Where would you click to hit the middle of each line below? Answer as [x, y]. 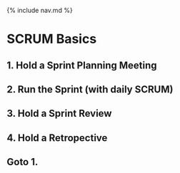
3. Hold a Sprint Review [59, 114]
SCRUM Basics [52, 39]
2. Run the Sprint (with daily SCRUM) [90, 89]
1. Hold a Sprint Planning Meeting [82, 65]
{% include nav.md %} [40, 10]
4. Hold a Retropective [57, 138]
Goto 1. [22, 162]
